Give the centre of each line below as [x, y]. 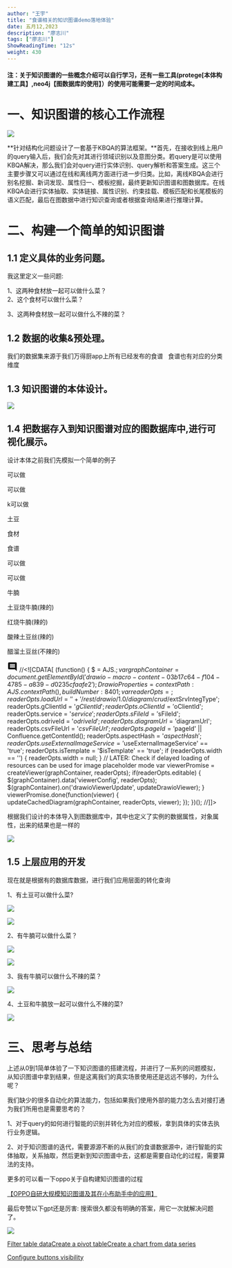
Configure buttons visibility [46, 1257]
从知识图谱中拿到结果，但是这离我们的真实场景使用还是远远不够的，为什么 [113, 1076]
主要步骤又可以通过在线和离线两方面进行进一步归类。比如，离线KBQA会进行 [115, 174]
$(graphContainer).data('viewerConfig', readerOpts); [82, 780]
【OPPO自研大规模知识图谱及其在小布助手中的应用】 [82, 1193]
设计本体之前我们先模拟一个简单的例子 [61, 460]
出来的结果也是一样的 [49, 825]
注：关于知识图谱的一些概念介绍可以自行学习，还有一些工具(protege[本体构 [115, 75]
